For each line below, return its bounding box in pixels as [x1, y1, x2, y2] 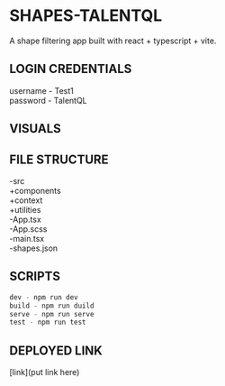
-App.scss [9, 223, 48, 234]
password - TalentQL [9, 95, 87, 106]
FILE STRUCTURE [9, 152, 110, 167]
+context [9, 195, 43, 206]
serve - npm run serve [9, 309, 94, 318]
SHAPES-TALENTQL [9, 5, 163, 26]
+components [9, 185, 61, 196]
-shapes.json [9, 243, 58, 253]
